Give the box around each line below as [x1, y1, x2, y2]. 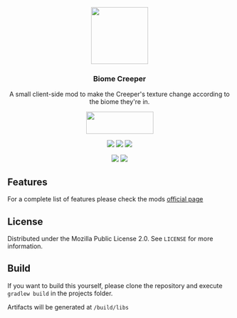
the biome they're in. [89, 97, 150, 106]
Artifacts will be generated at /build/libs [7, 302, 130, 311]
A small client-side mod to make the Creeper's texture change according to [9, 90, 230, 99]
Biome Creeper [93, 73, 147, 83]
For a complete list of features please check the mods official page [7, 195, 204, 203]
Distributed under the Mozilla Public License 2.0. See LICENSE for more [7, 234, 214, 243]
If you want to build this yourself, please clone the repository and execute [7, 281, 223, 290]
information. [7, 242, 43, 250]
